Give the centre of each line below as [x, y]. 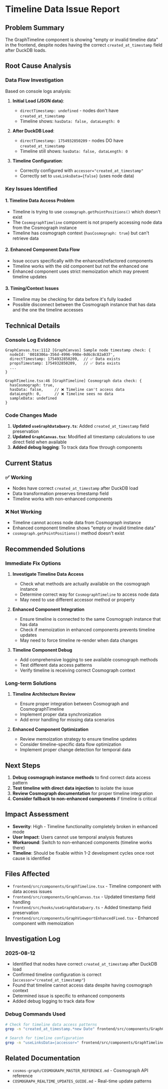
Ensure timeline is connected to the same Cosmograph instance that [90, 619]
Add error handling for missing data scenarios [67, 720]
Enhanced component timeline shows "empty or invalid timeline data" [84, 528]
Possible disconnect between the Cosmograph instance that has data [84, 305]
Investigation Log [33, 939]
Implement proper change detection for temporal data [75, 750]
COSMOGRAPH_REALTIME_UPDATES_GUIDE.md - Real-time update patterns [82, 1081]
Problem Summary [35, 28]
